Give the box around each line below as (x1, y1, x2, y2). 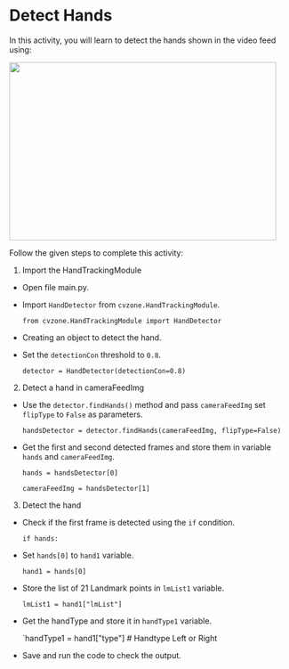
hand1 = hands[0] (21, 567, 87, 575)
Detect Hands (9, 5, 113, 26)
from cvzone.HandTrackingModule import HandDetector (21, 316, 222, 325)
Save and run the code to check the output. (21, 649, 182, 660)
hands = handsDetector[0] (21, 469, 118, 477)
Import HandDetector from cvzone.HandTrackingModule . (21, 299, 221, 310)
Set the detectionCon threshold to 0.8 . (21, 349, 162, 360)
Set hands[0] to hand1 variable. (21, 550, 134, 560)
